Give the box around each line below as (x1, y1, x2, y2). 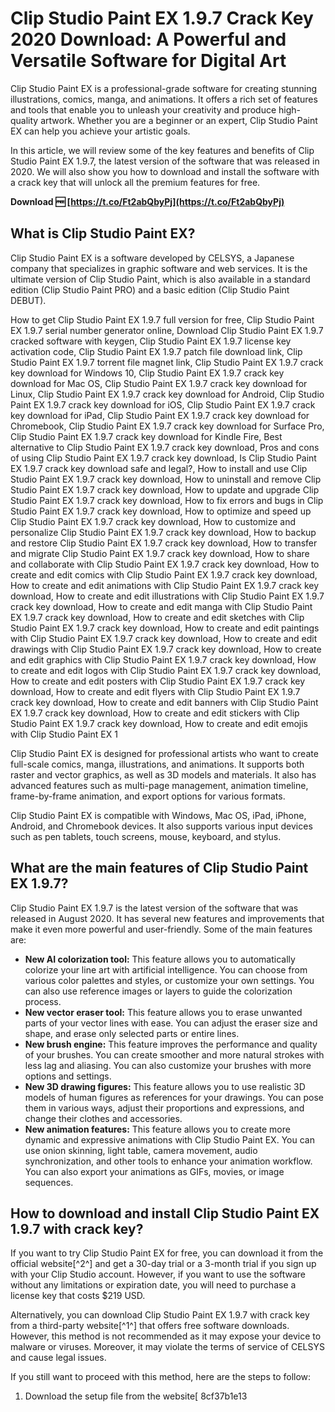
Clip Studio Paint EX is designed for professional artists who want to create (10, 747, 319, 759)
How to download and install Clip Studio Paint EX (10, 1205, 320, 1222)
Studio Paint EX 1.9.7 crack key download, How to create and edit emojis (10, 717, 308, 729)
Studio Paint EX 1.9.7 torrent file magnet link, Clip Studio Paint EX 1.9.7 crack (10, 356, 324, 368)
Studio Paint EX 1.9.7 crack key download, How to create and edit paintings (10, 622, 320, 634)
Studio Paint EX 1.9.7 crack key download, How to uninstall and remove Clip (10, 473, 322, 485)
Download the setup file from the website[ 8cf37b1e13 (24, 1390, 248, 1402)
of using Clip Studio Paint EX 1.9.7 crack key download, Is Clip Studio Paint (10, 452, 317, 464)
